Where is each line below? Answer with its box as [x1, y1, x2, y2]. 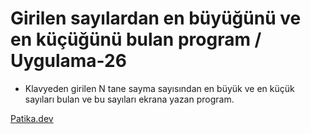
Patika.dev [10, 112, 54, 124]
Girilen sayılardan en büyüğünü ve [10, 7, 302, 30]
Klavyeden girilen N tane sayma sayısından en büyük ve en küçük [24, 82, 295, 94]
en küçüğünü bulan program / [10, 28, 262, 51]
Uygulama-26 [10, 50, 127, 72]
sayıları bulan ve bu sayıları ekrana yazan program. [24, 93, 235, 105]
